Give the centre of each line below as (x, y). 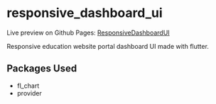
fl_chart (28, 86)
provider (29, 93)
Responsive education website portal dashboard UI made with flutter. (108, 46)
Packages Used (42, 69)
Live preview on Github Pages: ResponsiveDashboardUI (88, 33)
